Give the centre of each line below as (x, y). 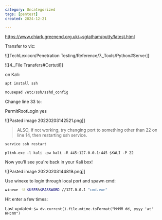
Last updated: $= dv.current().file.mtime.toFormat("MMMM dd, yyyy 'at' (79, 208)
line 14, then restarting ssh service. (52, 135)
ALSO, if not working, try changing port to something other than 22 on (87, 130)
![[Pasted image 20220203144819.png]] (45, 171)
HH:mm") (13, 213)
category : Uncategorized (30, 10)
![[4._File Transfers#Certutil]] (34, 65)
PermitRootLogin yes (26, 111)
